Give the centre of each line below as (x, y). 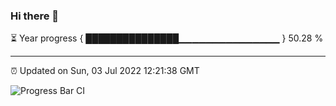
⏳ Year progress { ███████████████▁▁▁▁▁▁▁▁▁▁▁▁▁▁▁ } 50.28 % (167, 38)
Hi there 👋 (35, 16)
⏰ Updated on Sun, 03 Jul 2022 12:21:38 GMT (105, 71)
